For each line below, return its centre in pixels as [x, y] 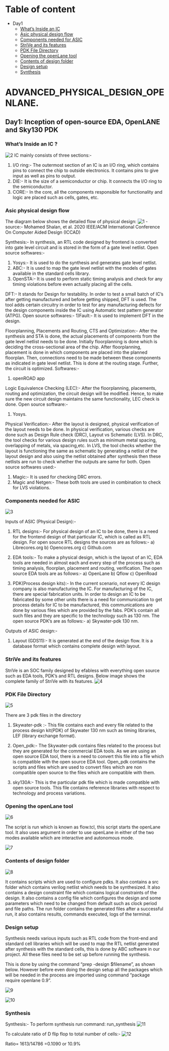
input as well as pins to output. [44, 175]
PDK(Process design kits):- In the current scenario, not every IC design [86, 584]
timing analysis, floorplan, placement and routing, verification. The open [87, 568]
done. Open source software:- [37, 405]
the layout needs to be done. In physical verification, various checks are [80, 429]
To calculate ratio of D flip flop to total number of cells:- [63, 1034]
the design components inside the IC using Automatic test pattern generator [84, 310]
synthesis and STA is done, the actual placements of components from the [83, 336]
